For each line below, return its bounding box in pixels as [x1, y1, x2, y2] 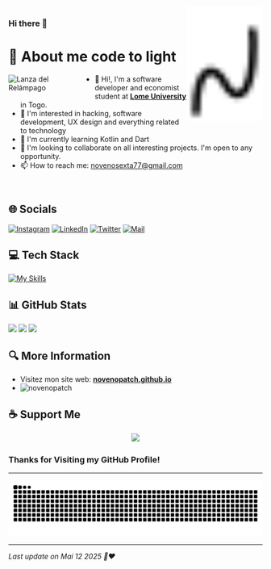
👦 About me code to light [8, 48, 177, 66]
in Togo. [19, 99, 48, 110]
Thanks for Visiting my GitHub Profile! [8, 454, 161, 465]
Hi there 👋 [8, 18, 48, 29]
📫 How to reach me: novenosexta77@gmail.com [19, 160, 183, 170]
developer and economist [94, 82, 180, 92]
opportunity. [19, 151, 61, 161]
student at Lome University [94, 91, 187, 101]
